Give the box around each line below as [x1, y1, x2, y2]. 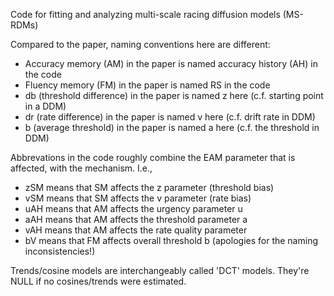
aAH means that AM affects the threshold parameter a [24, 214, 248, 225]
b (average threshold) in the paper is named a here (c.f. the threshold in [24, 122, 320, 133]
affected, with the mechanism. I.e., [10, 162, 153, 174]
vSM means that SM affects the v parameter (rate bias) [24, 192, 252, 204]
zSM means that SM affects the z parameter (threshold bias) [24, 182, 275, 193]
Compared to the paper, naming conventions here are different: [10, 39, 271, 50]
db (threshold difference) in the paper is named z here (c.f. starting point [24, 90, 324, 101]
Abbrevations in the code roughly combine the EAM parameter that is [10, 152, 296, 163]
